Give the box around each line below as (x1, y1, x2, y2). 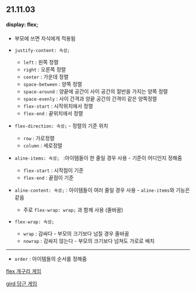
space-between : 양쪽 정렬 (23, 80, 83, 87)
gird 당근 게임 (6, 280, 37, 287)
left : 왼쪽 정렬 (23, 58, 59, 66)
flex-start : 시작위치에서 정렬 (23, 102, 93, 109)
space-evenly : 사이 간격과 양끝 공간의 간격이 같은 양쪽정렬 (23, 95, 157, 102)
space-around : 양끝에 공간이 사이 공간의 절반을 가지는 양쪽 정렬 (23, 88, 168, 95)
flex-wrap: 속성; (14, 219, 54, 225)
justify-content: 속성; (14, 47, 70, 53)
